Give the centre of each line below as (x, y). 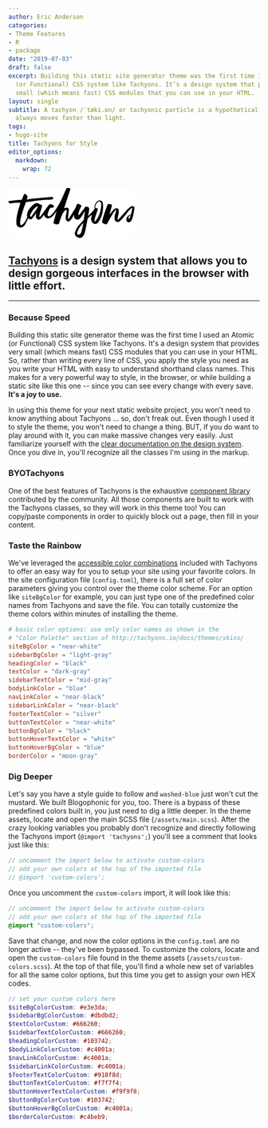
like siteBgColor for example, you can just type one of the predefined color (132, 597)
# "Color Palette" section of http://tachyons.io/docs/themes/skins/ (126, 638)
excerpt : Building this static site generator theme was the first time (132, 76)
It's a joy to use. (35, 394)
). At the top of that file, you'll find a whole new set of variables (150, 966)
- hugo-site (28, 135)
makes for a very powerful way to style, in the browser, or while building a (130, 378)
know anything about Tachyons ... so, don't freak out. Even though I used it (132, 418)
